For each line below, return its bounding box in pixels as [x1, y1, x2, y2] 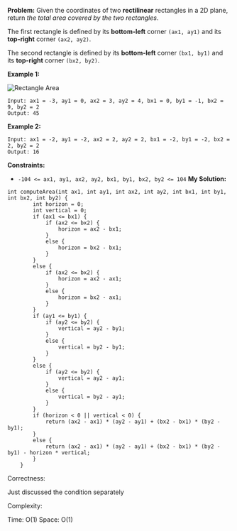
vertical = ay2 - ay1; [57, 375, 126, 382]
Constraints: [7, 161, 45, 169]
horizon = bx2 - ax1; [57, 294, 122, 301]
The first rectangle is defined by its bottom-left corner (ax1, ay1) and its [7, 28, 221, 35]
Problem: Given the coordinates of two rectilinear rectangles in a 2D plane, [7, 6, 228, 14]
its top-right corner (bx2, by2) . [7, 56, 100, 65]
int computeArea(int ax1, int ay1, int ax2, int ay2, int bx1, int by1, [7, 188, 227, 195]
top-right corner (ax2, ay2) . [7, 35, 92, 43]
